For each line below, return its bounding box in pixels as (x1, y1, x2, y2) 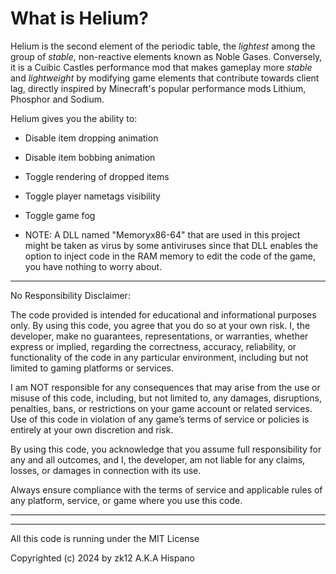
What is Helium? (10, 7, 149, 30)
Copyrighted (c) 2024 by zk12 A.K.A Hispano (10, 552, 195, 564)
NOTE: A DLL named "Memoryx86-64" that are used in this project (24, 228, 301, 241)
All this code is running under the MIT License (10, 532, 200, 544)
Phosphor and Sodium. (10, 93, 105, 105)
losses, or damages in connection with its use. (10, 464, 202, 476)
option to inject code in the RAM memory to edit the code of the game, (24, 250, 316, 262)
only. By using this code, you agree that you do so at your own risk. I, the (10, 319, 311, 331)
